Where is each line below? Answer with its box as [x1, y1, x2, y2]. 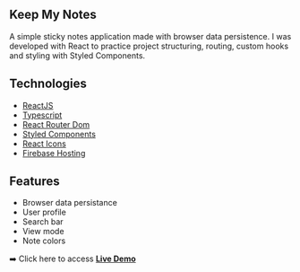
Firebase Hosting [21, 147, 86, 158]
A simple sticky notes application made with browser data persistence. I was [9, 31, 292, 41]
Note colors [21, 235, 66, 246]
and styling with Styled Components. [9, 49, 146, 61]
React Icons [21, 138, 67, 149]
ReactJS [21, 100, 54, 110]
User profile [21, 206, 67, 218]
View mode [21, 226, 64, 237]
